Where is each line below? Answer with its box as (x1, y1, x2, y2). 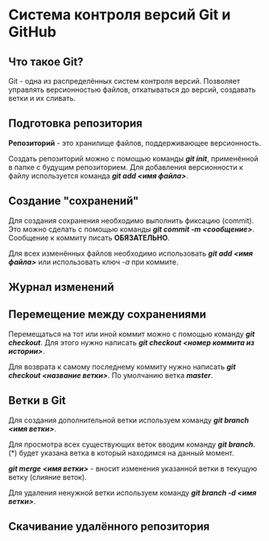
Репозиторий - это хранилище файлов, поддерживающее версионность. (8, 138, 262, 148)
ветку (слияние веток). (8, 472, 87, 481)
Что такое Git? (8, 55, 84, 69)
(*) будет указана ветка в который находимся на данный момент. (8, 447, 235, 457)
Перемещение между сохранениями (8, 308, 207, 322)
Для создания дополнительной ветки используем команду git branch (8, 415, 250, 425)
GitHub (8, 23, 56, 41)
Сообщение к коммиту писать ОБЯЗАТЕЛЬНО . (8, 232, 171, 243)
